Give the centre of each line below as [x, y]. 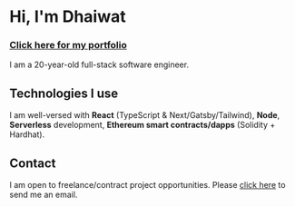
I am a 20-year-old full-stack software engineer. [99, 64]
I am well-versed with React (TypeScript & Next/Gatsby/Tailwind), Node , [145, 115]
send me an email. [44, 195]
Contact [33, 163]
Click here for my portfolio [68, 45]
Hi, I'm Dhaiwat [68, 17]
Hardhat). [27, 134]
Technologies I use [64, 93]
